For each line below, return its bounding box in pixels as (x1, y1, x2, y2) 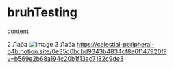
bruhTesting (7, 5, 77, 20)
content (7, 27, 29, 35)
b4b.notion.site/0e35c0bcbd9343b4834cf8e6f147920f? (7, 47, 167, 55)
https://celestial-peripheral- (76, 40, 155, 48)
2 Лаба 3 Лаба (7, 40, 75, 48)
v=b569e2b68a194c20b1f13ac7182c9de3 (7, 54, 124, 62)
